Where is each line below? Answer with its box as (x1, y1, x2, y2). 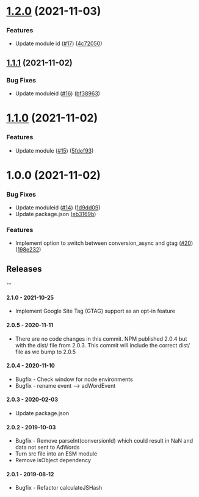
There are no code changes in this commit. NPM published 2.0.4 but (15, 335, 187, 343)
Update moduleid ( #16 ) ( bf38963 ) (15, 90, 101, 97)
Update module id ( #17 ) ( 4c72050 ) (15, 40, 103, 47)
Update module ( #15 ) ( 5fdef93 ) (15, 147, 94, 154)
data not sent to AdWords (15, 444, 80, 451)
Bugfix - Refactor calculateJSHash (15, 484, 103, 492)
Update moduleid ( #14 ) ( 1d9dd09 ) (15, 204, 101, 211)
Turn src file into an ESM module (15, 450, 98, 457)
